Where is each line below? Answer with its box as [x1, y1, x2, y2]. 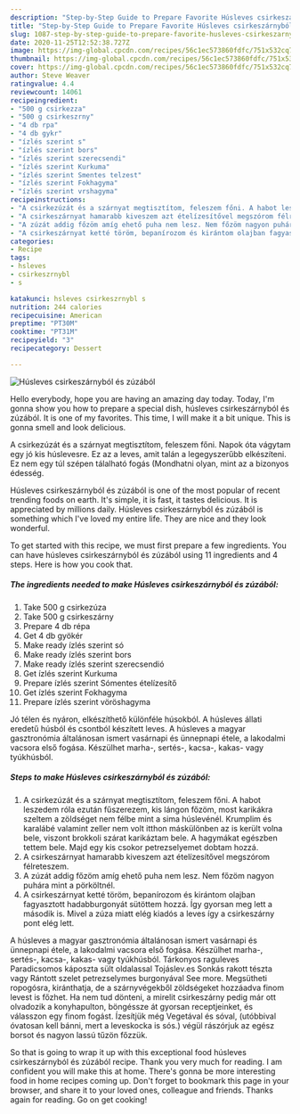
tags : [10, 253, 30, 263]
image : [10, 46, 35, 55]
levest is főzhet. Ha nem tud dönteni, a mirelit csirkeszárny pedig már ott [10, 991, 277, 1003]
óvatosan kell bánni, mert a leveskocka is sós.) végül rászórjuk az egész [10, 1020, 275, 1030]
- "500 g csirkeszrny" [10, 112, 94, 121]
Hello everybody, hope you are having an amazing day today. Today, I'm [10, 393, 275, 404]
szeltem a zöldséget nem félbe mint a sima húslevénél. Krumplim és [22, 813, 272, 824]
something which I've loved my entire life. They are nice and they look [10, 513, 266, 524]
